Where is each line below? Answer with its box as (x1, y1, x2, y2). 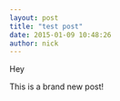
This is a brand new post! (9, 81, 105, 92)
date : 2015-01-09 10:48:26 (9, 30, 112, 39)
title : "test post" (9, 22, 84, 31)
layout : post (9, 13, 59, 23)
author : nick (9, 38, 59, 48)
